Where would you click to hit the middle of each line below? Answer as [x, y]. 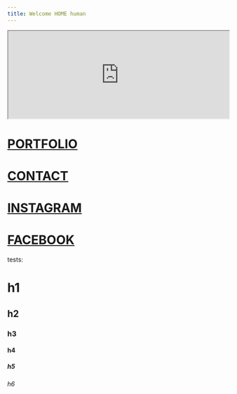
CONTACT [38, 176]
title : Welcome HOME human [47, 14]
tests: [15, 259]
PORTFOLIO [43, 144]
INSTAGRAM [45, 208]
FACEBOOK [41, 240]
